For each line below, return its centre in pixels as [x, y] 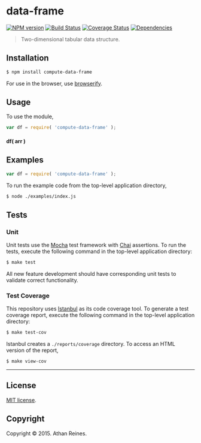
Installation [28, 58]
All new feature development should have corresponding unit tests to [91, 274]
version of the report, [32, 350]
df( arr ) [16, 141]
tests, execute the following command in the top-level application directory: [99, 251]
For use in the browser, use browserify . [54, 83]
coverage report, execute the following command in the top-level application [100, 315]
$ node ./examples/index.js [41, 196]
